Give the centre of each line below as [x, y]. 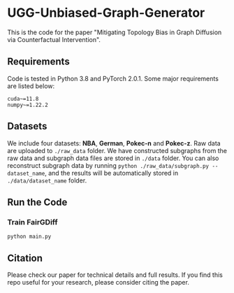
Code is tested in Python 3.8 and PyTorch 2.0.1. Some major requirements [113, 78]
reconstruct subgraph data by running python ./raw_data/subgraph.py [108, 165]
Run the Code [37, 202]
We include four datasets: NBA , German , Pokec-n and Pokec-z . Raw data [114, 143]
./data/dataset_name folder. [47, 180]
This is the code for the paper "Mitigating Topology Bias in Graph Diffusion [115, 32]
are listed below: [31, 86]
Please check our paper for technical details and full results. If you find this [115, 275]
